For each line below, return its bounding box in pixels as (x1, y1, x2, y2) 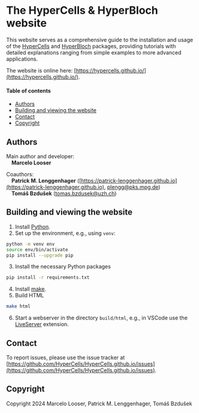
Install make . (14, 285, 47, 293)
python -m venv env (6, 241, 55, 247)
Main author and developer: (6, 152, 75, 159)
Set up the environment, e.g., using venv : (14, 229, 116, 237)
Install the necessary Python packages (14, 263, 111, 270)
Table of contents (6, 87, 51, 94)
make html (6, 303, 31, 309)
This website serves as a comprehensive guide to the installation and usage (6, 36, 194, 43)
